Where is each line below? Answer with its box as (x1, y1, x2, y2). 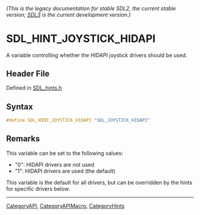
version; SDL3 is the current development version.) (6, 11, 131, 18)
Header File (6, 68, 50, 78)
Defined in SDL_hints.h (6, 84, 62, 91)
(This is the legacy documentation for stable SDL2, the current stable (6, 5, 176, 12)
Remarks (6, 134, 40, 144)
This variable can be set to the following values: (6, 149, 123, 157)
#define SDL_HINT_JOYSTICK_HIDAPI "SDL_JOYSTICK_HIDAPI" (6, 118, 151, 124)
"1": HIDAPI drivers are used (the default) (14, 167, 115, 175)
